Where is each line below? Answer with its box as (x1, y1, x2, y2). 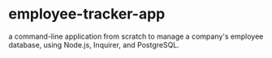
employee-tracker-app (8, 5, 166, 23)
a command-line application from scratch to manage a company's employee (8, 31, 264, 41)
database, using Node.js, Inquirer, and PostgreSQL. (8, 39, 180, 49)
